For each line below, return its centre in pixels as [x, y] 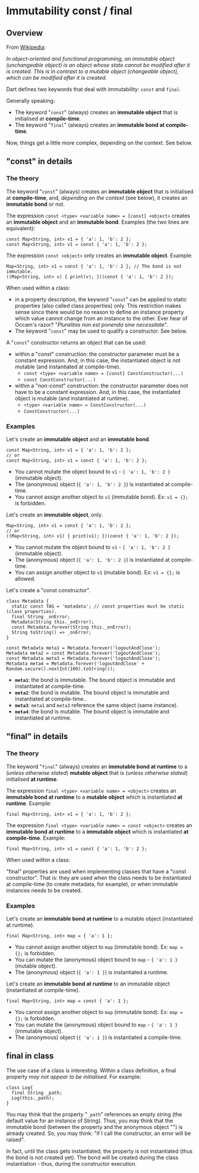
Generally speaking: [31, 101]
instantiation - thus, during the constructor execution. [72, 1163]
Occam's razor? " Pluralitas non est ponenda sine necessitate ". [91, 324]
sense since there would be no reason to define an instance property [99, 312]
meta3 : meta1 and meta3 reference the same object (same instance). [96, 705]
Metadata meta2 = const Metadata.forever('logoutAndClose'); [83, 653]
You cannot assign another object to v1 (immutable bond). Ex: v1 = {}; [102, 497]
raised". [16, 1139]
